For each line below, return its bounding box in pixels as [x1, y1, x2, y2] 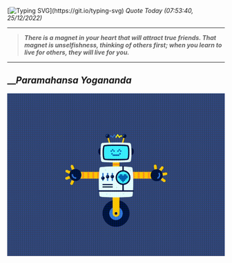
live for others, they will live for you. [23, 48, 130, 56]
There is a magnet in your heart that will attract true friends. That [23, 34, 216, 41]
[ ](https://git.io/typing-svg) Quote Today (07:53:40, [7, 7, 193, 14]
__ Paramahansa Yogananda [7, 74, 133, 86]
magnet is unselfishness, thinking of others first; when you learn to [23, 41, 222, 49]
